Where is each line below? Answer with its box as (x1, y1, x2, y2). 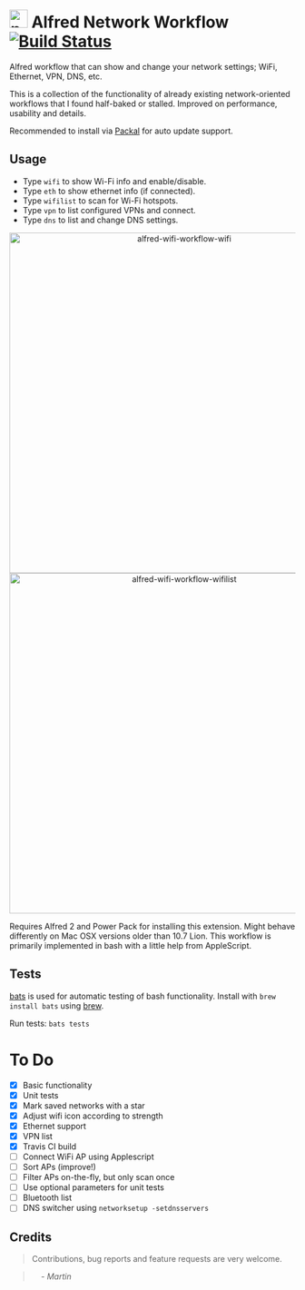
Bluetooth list (22, 1192, 73, 1203)
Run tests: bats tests (9, 1018, 90, 1029)
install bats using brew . (9, 1000, 104, 1011)
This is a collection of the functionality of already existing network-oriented (9, 88, 290, 99)
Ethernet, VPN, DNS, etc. (9, 71, 103, 82)
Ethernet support (22, 1120, 86, 1131)
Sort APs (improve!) (22, 1162, 97, 1172)
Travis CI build (22, 1140, 77, 1152)
